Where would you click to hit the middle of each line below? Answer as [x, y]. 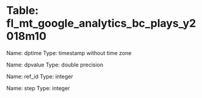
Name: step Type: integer [38, 88]
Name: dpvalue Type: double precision [55, 65]
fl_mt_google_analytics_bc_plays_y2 [101, 23]
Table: [23, 11]
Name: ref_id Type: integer [40, 76]
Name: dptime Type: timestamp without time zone [69, 53]
